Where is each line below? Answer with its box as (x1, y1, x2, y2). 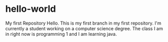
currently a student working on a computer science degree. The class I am (5, 25, 163, 31)
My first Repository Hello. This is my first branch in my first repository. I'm (5, 20, 162, 26)
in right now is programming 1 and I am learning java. (5, 31, 117, 37)
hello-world (5, 3, 57, 15)
